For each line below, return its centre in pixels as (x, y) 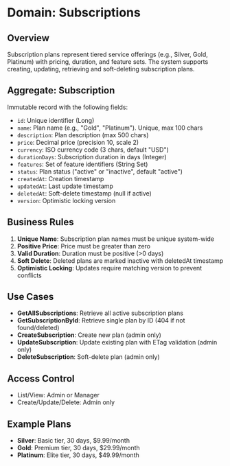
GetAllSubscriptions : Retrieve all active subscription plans (100, 313)
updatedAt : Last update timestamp (65, 186)
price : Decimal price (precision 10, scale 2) (78, 142)
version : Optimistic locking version (66, 200)
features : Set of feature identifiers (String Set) (82, 164)
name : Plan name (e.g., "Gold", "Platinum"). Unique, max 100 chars (110, 128)
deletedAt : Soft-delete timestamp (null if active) (84, 193)
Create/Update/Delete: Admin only (66, 402)
